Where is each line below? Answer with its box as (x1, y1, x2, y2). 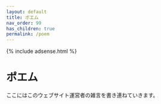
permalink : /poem (6, 31, 50, 37)
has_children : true (6, 25, 55, 32)
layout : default (6, 8, 47, 15)
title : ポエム (6, 14, 39, 20)
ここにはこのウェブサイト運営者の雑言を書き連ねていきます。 (6, 91, 159, 99)
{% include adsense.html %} (6, 47, 77, 55)
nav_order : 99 (6, 20, 42, 26)
